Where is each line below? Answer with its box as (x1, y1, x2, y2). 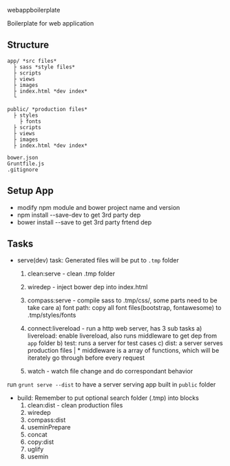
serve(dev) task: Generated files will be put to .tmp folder (17, 256, 179, 264)
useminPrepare (27, 423, 71, 431)
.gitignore (7, 166, 39, 173)
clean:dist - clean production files (27, 401, 123, 409)
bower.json (7, 154, 39, 161)
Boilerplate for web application (7, 19, 94, 27)
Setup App (7, 185, 54, 197)
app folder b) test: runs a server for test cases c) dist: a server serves (27, 339, 224, 347)
